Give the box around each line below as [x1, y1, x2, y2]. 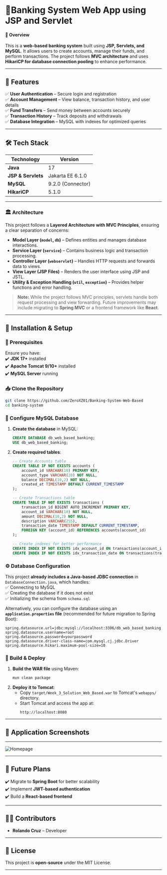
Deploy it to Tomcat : [12, 685, 55, 691]
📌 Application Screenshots [5, 728, 89, 736]
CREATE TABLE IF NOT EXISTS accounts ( [12, 463, 95, 468]
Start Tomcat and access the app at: [19, 700, 94, 706]
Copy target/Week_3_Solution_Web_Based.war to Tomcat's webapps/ [19, 690, 157, 696]
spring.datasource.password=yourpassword [5, 634, 92, 639]
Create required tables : [12, 449, 61, 455]
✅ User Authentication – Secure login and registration [5, 91, 117, 97]
